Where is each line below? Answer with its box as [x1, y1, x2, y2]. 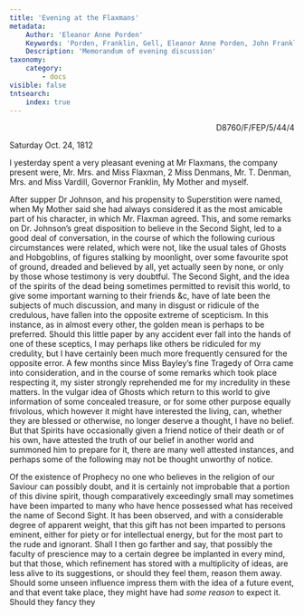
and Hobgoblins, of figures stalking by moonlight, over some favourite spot [9, 252, 289, 263]
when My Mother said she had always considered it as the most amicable [9, 204, 283, 215]
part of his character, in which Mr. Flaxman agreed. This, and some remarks [9, 214, 291, 225]
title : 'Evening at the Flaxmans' [9, 13, 140, 23]
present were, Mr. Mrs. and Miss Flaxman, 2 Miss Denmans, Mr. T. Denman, [9, 167, 291, 178]
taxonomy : [9, 55, 47, 64]
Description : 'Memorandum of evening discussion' [25, 47, 217, 56]
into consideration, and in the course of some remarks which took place [9, 368, 278, 379]
